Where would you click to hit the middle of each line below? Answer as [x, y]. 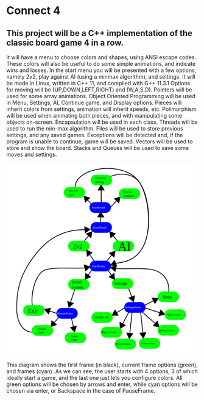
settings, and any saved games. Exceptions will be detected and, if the [95, 135]
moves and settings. [32, 154]
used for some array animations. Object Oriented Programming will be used [101, 96]
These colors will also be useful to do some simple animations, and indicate [101, 64]
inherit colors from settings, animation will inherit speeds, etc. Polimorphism [101, 109]
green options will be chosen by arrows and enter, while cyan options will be [102, 384]
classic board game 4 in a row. [65, 42]
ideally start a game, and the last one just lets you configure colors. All [94, 378]
